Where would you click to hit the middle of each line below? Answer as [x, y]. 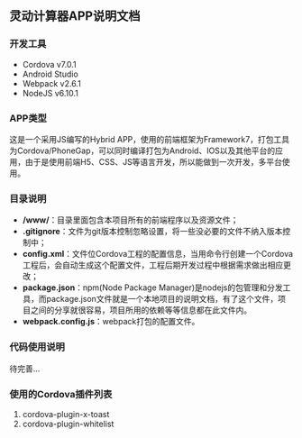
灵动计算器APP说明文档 [75, 16]
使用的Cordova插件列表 [61, 394]
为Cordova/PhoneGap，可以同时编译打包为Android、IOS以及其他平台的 [142, 151]
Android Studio [50, 74]
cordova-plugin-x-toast [66, 414]
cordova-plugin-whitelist [68, 424]
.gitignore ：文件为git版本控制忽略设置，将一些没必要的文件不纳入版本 [152, 232]
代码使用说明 [37, 347]
